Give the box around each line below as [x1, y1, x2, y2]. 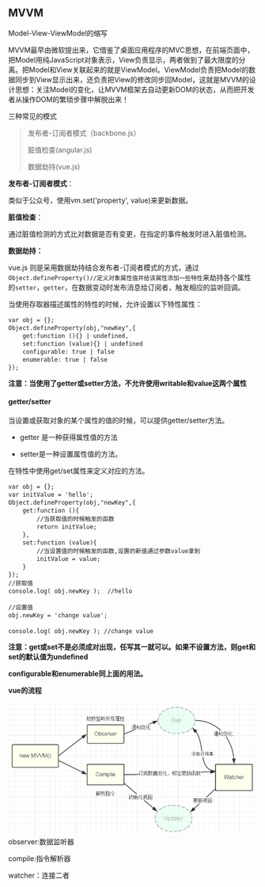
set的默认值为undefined [8, 652, 89, 661]
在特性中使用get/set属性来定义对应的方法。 [8, 466, 150, 476]
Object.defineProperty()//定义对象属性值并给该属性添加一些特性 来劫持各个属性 [8, 272, 252, 282]
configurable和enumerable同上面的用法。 [8, 669, 148, 679]
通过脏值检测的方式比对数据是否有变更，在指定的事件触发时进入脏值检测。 [8, 229, 251, 238]
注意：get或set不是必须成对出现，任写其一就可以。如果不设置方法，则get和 [8, 643, 256, 652]
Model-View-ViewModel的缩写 [8, 28, 108, 38]
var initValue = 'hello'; [8, 491, 93, 499]
